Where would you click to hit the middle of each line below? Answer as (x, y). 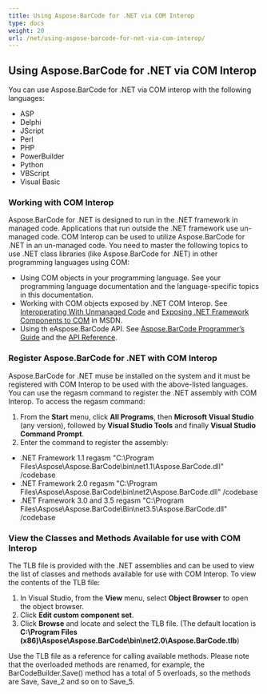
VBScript (34, 174)
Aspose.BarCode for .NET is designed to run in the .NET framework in (123, 220)
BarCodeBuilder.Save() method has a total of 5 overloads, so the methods (130, 672)
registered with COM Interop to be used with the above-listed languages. (128, 384)
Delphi (30, 122)
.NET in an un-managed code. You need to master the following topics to (128, 246)
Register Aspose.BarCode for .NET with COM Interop (113, 359)
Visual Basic (40, 182)
